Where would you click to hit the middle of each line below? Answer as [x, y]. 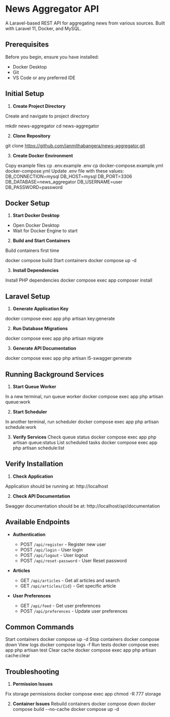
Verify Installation [34, 464]
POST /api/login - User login [52, 549]
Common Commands [40, 627]
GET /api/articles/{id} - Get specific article [68, 586]
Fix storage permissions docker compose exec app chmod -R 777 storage [83, 694]
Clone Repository [32, 135]
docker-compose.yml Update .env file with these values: [65, 171]
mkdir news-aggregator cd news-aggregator [52, 126]
